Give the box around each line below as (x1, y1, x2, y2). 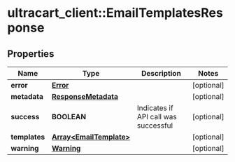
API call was (136, 112, 177, 121)
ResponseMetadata (51, 92, 119, 101)
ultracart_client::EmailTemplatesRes (7, 5, 224, 21)
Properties (7, 48, 55, 60)
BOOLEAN (51, 112, 86, 121)
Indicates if (136, 103, 173, 113)
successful (136, 121, 173, 130)
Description (141, 69, 182, 78)
